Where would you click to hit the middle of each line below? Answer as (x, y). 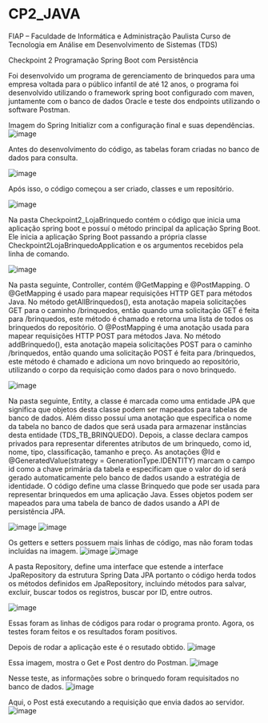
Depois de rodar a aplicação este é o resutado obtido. (97, 647)
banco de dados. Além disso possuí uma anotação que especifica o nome (130, 418)
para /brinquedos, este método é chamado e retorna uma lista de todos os (131, 319)
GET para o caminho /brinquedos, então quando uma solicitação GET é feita (134, 310)
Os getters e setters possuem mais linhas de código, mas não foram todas (131, 542)
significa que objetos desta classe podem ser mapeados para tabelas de (128, 409)
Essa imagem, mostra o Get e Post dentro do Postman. (98, 662)
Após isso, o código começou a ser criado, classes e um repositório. (121, 188)
